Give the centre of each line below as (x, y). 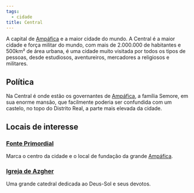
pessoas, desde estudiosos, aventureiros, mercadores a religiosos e (88, 57)
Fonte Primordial (30, 143)
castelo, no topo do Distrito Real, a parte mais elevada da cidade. (84, 108)
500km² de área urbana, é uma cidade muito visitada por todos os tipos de (96, 51)
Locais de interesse (42, 127)
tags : (13, 11)
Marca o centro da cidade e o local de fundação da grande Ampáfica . (89, 156)
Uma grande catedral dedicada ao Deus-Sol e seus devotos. (79, 184)
